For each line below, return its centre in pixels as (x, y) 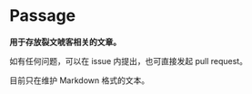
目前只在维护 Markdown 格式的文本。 (80, 80)
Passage (43, 16)
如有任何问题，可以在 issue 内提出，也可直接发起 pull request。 (129, 61)
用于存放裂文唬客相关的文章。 (65, 42)
